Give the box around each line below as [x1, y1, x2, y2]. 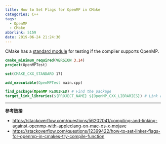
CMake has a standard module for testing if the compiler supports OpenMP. [5, 48, 159, 54]
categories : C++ [5, 12, 39, 17]
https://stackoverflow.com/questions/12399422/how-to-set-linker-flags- [12, 128, 161, 134]
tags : [5, 16, 16, 21]
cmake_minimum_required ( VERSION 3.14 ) [5, 58, 85, 63]
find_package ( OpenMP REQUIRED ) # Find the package [5, 89, 112, 94]
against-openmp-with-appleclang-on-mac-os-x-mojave [12, 123, 127, 129]
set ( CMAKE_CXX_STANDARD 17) [5, 71, 63, 76]
